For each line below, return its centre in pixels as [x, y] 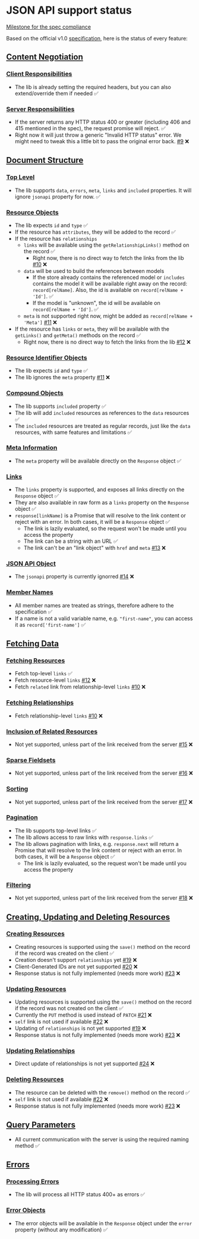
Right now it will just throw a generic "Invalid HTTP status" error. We [98, 135]
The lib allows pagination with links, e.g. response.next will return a [97, 844]
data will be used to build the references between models [94, 271]
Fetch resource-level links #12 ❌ [55, 680]
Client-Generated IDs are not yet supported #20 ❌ [76, 966]
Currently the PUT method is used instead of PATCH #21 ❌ [83, 1015]
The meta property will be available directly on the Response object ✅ [98, 461]
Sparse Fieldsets [31, 760]
